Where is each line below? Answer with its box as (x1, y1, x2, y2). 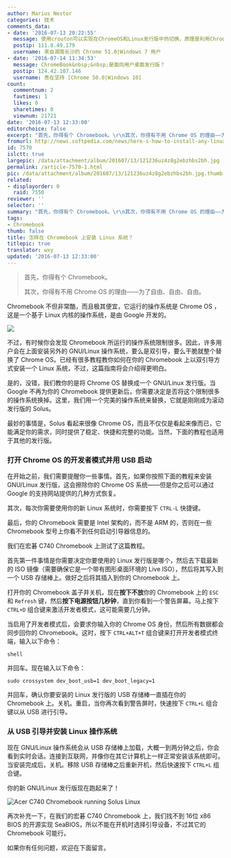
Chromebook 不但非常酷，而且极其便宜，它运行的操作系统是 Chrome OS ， (7, 302, 221, 310)
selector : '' (7, 202, 45, 209)
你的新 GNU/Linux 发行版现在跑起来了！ (7, 784, 120, 792)
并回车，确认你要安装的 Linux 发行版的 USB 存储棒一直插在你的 (7, 691, 186, 699)
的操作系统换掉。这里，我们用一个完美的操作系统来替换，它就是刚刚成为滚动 (7, 396, 224, 404)
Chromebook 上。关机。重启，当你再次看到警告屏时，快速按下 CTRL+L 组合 (7, 699, 219, 707)
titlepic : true (7, 240, 51, 248)
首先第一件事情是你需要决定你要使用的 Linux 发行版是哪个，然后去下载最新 (7, 557, 219, 565)
